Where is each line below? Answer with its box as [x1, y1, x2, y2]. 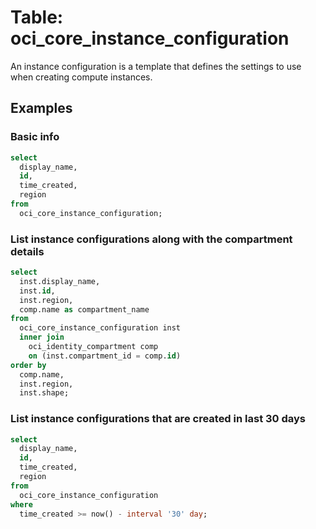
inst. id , [19, 286, 56, 296]
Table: [10, 6, 64, 29]
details [10, 244, 45, 258]
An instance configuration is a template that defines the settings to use [10, 60, 302, 72]
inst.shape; [19, 388, 70, 398]
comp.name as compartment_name [19, 304, 150, 315]
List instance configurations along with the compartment [10, 232, 293, 246]
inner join [19, 332, 65, 343]
